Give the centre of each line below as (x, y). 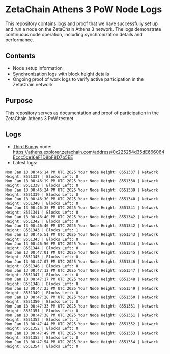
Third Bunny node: (32, 147)
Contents (20, 56)
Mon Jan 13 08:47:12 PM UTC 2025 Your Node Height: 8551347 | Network (82, 271)
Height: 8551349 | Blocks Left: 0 (42, 293)
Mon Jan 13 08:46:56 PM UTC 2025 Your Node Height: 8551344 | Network (82, 244)
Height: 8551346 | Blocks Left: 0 (42, 266)
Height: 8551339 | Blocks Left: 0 (42, 195)
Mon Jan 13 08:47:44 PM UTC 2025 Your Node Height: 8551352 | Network (82, 324)
